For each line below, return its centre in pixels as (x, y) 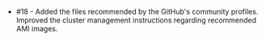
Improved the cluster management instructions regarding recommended (136, 20)
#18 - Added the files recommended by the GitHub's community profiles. (137, 12)
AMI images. (37, 29)
